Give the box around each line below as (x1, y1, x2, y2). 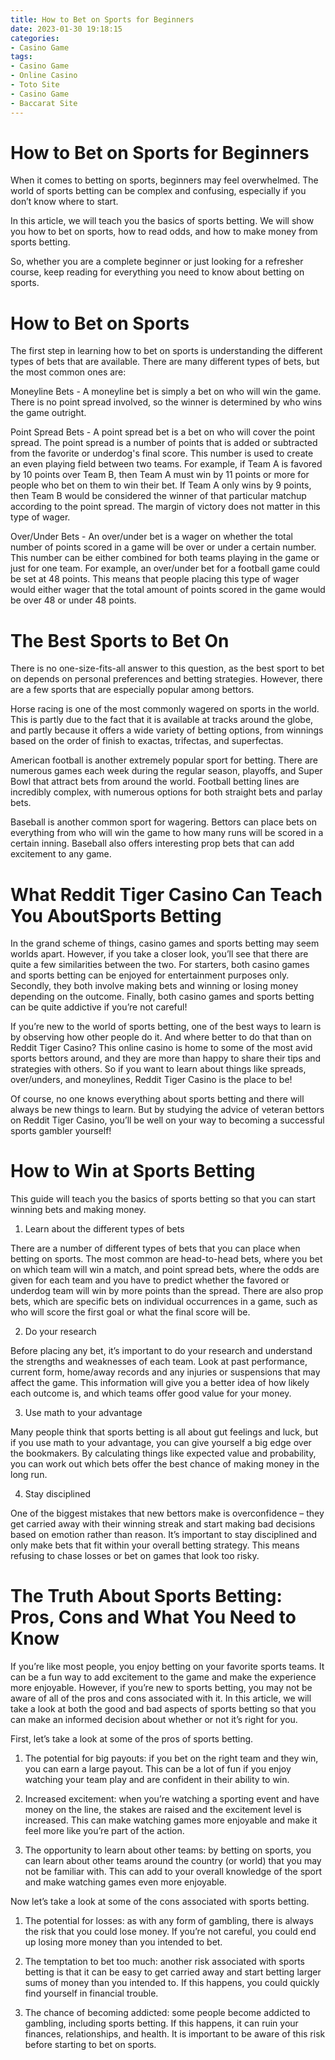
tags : (10, 52, 33, 62)
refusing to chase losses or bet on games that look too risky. (10, 1550, 260, 1562)
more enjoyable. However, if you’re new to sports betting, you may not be (10, 1682, 313, 1694)
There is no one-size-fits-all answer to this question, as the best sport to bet (10, 662, 325, 675)
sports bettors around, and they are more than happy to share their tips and (10, 1052, 322, 1065)
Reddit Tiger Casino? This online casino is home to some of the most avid (10, 1042, 313, 1054)
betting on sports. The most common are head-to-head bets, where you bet (10, 1253, 323, 1265)
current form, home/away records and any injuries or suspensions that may (10, 1366, 321, 1378)
